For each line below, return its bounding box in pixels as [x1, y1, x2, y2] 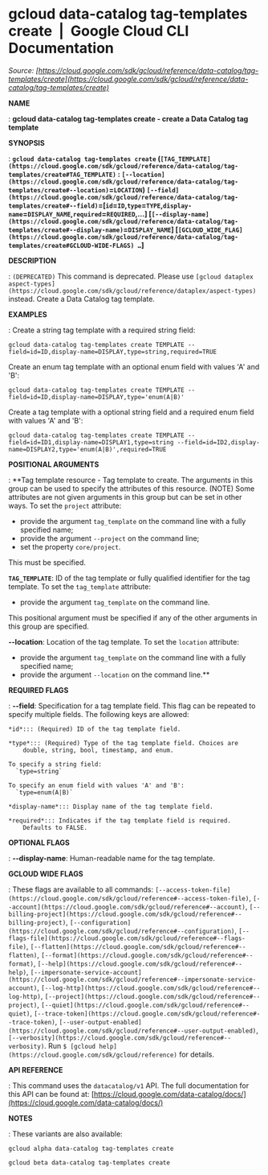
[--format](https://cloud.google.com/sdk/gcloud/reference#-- [41, 951, 254, 959]
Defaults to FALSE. [22, 823, 88, 831]
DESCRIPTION [8, 255, 57, 266]
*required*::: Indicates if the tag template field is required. [8, 816, 231, 825]
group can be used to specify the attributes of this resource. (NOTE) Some [8, 484, 255, 493]
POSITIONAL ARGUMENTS [8, 460, 99, 469]
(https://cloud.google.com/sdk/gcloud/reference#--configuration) [8, 927, 235, 935]
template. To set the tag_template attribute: [8, 581, 151, 592]
